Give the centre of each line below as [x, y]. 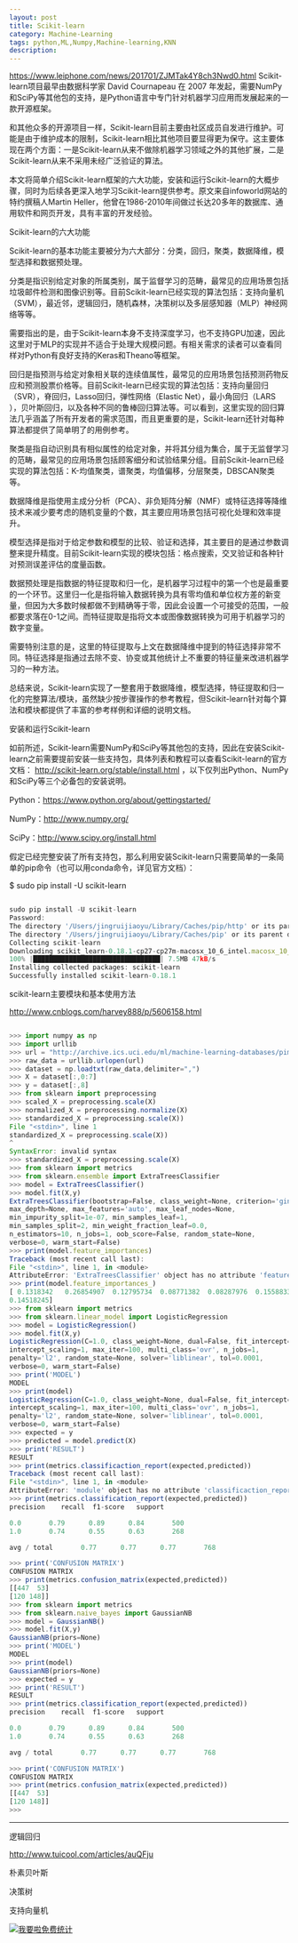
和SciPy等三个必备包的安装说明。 [70, 781]
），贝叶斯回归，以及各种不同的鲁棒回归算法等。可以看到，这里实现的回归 [143, 408]
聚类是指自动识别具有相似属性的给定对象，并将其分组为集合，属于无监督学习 [149, 449]
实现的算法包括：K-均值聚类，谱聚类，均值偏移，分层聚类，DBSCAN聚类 [142, 471]
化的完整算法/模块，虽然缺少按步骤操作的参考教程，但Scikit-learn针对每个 [144, 699]
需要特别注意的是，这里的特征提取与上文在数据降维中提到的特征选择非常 [141, 646]
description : [33, 51]
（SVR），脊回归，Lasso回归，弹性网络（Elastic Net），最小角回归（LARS [143, 397]
